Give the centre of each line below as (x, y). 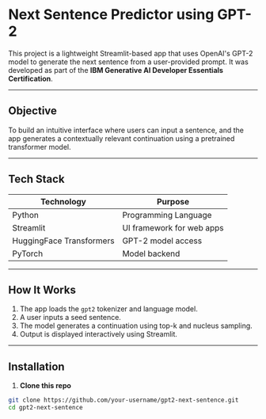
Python (26, 215)
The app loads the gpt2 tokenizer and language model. (108, 309)
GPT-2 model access (162, 241)
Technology (64, 201)
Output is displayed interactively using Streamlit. (99, 334)
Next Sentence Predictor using (111, 15)
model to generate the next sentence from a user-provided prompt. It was (129, 62)
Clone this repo (45, 386)
